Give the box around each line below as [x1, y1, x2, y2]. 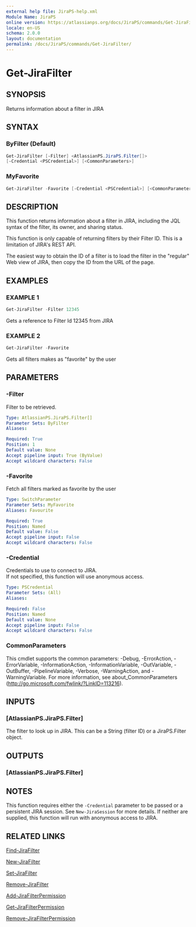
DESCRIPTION [6, 201, 58, 211]
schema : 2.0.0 [6, 30, 41, 36]
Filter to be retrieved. [6, 403, 57, 411]
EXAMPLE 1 [6, 293, 40, 302]
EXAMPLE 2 [6, 331, 41, 340]
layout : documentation [6, 36, 61, 42]
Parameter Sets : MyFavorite [6, 502, 75, 508]
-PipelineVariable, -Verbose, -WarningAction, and [32, 667, 150, 674]
